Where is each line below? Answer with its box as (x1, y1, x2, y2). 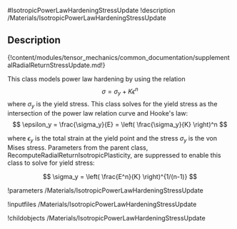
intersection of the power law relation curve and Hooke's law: (7, 109, 188, 118)
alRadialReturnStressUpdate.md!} (7, 61, 106, 69)
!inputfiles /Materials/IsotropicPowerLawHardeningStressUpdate (7, 200, 197, 208)
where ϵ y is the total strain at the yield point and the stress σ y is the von (7, 134, 218, 144)
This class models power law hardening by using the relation (7, 74, 186, 83)
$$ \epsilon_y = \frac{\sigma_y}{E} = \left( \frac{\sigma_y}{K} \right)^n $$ (12, 121, 228, 129)
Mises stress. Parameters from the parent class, (7, 143, 148, 152)
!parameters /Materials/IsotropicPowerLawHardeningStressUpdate (7, 185, 203, 195)
